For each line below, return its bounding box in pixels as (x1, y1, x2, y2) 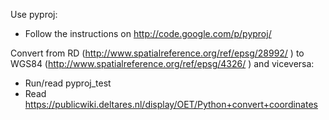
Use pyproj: (10, 9, 58, 20)
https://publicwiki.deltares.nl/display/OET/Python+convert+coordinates (24, 99, 318, 110)
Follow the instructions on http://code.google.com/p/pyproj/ (24, 28, 272, 39)
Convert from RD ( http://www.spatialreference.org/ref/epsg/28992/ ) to (10, 47, 305, 59)
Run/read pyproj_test (24, 77, 112, 89)
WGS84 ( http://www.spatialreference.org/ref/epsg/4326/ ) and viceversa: (10, 58, 315, 69)
